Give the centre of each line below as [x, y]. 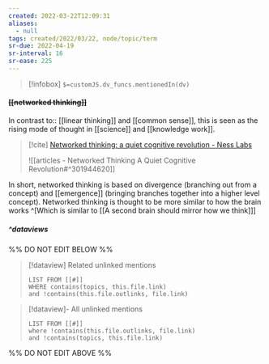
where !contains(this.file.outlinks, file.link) [112, 331]
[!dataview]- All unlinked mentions [85, 309]
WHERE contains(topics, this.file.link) [97, 287]
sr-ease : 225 [30, 61]
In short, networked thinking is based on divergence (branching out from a [133, 185]
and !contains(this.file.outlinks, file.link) [108, 294]
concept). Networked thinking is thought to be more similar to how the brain [135, 202]
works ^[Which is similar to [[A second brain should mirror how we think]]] [132, 210]
